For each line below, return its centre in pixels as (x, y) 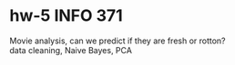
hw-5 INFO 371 (66, 16)
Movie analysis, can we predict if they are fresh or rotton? (117, 41)
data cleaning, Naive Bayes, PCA (71, 50)
